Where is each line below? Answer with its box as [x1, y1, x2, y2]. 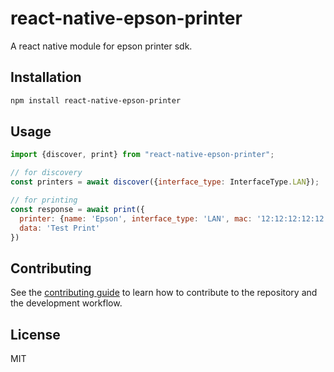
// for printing [10, 195, 78, 206]
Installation [10, 69, 82, 86]
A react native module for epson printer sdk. [10, 40, 193, 52]
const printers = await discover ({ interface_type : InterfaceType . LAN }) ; [10, 177, 320, 187]
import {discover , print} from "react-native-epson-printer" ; [10, 150, 275, 160]
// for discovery [10, 168, 83, 178]
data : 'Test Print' [19, 223, 101, 233]
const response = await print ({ [10, 204, 145, 214]
